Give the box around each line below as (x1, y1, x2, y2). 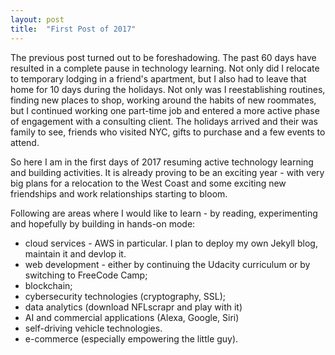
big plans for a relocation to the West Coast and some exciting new (10, 177, 287, 189)
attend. (10, 136, 40, 148)
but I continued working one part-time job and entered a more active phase (10, 104, 320, 116)
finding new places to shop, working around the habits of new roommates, (10, 94, 317, 106)
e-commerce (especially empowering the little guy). (24, 332, 239, 345)
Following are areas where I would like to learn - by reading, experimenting (10, 207, 318, 219)
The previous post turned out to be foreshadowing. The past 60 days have (10, 51, 317, 63)
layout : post (10, 14, 65, 25)
